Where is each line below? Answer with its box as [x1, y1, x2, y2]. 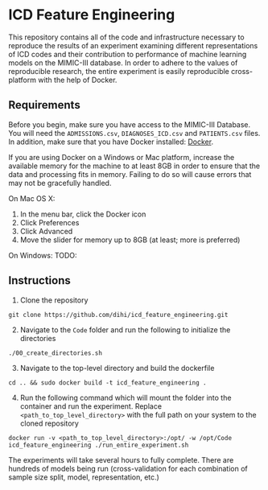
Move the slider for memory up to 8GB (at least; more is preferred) [19, 235, 241, 245]
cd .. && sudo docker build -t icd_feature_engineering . [8, 378, 207, 387]
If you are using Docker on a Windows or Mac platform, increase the [8, 152, 235, 162]
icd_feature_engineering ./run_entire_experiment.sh [8, 441, 189, 449]
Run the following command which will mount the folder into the [19, 393, 232, 402]
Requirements [8, 98, 80, 112]
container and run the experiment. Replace [19, 401, 163, 411]
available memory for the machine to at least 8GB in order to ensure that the [8, 161, 260, 171]
